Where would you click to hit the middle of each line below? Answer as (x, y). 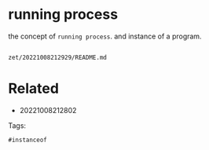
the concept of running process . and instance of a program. (105, 36)
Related (33, 89)
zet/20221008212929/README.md (58, 57)
